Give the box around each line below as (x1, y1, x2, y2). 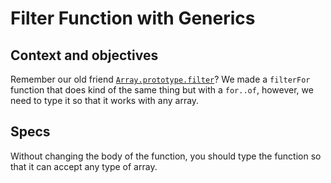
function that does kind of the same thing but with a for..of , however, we (10, 84, 314, 96)
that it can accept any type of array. (10, 160, 158, 172)
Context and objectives (10, 47, 159, 64)
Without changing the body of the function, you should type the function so (10, 150, 322, 162)
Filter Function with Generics (10, 7, 256, 30)
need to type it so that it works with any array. (10, 95, 200, 106)
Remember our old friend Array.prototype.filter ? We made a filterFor (10, 73, 311, 85)
